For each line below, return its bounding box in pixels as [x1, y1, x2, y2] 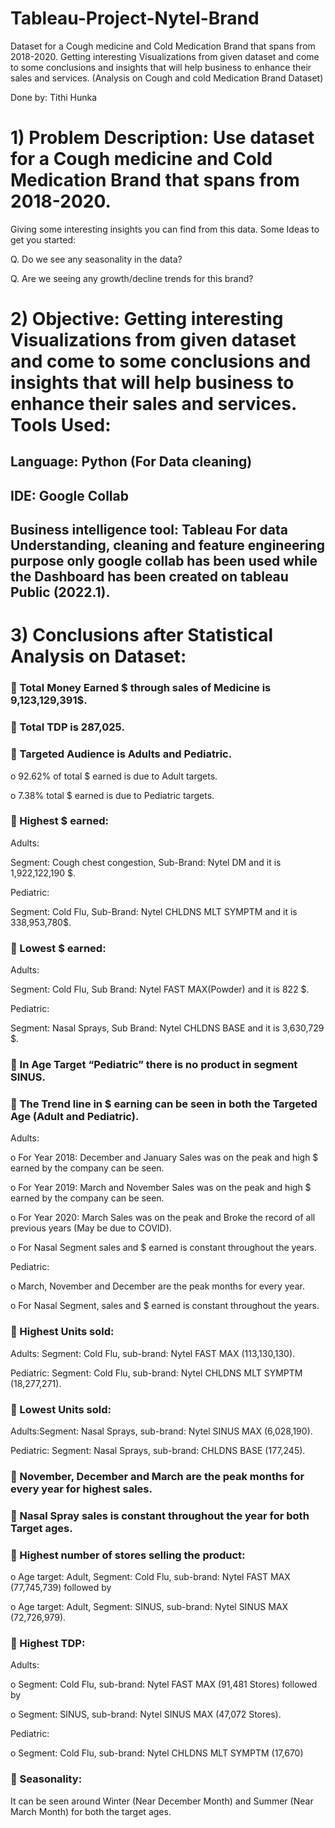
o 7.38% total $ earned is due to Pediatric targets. [10, 789, 215, 801]
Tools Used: [10, 414, 112, 437]
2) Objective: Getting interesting [10, 308, 284, 331]
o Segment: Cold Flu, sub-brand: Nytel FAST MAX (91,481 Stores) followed [10, 1678, 318, 1691]
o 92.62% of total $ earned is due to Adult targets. [10, 770, 218, 782]
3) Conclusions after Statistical [10, 624, 274, 647]
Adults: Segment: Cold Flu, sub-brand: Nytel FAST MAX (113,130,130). [10, 1347, 296, 1359]
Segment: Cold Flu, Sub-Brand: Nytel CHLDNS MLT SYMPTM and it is [10, 905, 298, 917]
